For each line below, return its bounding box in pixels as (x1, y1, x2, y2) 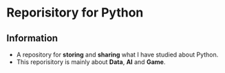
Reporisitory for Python (6, 5, 144, 21)
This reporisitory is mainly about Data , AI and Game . (16, 58, 166, 66)
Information (6, 32, 58, 44)
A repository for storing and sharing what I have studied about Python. (16, 50, 219, 59)
